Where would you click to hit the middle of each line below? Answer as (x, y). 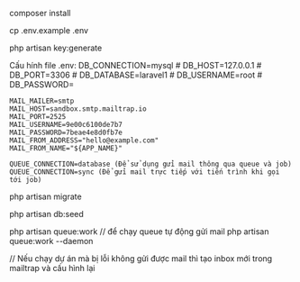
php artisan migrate (46, 196)
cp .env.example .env (49, 30)
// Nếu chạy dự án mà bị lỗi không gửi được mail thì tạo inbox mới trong (141, 259)
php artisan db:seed (46, 214)
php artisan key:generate (56, 48)
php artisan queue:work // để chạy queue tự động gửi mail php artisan (139, 232)
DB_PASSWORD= (42, 84)
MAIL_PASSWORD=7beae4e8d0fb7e (66, 132)
